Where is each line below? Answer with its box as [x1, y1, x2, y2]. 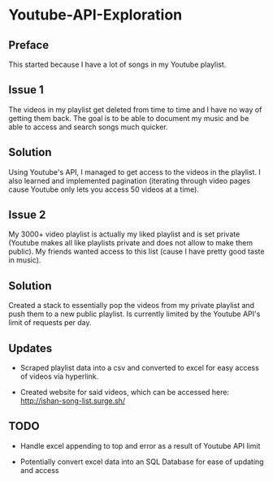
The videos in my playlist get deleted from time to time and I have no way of [8, 104, 262, 115]
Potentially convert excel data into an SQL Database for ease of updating [19, 457, 264, 467]
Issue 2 [8, 208, 46, 222]
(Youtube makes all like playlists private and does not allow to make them [8, 238, 253, 248]
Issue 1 [8, 83, 45, 97]
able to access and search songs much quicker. [8, 122, 168, 132]
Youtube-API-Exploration [8, 6, 183, 24]
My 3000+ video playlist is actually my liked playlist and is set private [8, 229, 240, 239]
